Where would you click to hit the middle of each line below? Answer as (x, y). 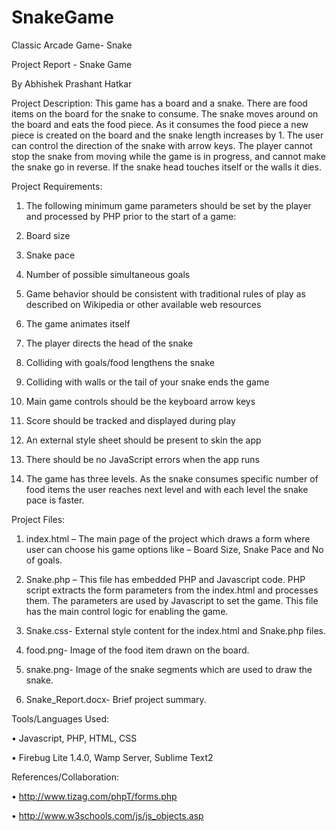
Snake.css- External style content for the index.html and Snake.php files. (176, 630)
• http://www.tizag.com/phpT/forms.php (94, 796)
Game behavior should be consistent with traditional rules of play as (165, 293)
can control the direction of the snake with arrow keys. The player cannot (162, 145)
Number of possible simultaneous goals (108, 274)
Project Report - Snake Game (72, 64)
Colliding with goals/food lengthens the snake (120, 362)
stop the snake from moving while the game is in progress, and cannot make (168, 156)
